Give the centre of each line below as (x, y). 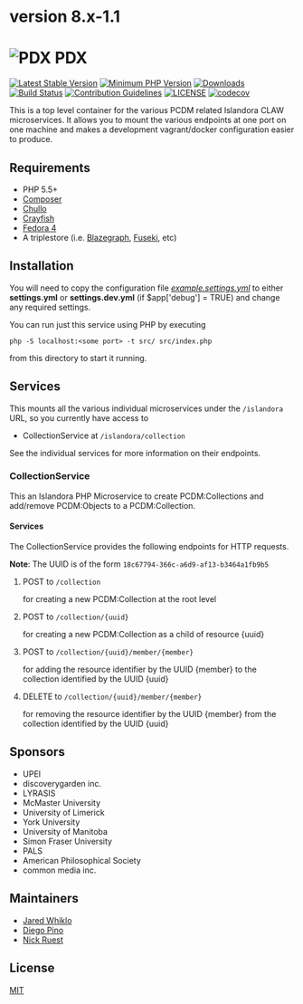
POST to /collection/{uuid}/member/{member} (108, 652)
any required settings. (50, 307)
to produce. (31, 139)
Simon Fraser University (67, 841)
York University (51, 822)
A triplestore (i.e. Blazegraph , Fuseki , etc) (99, 237)
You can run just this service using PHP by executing (108, 324)
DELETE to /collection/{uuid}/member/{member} (112, 697)
